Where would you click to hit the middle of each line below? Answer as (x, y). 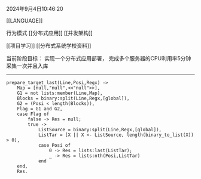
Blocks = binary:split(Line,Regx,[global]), (73, 98)
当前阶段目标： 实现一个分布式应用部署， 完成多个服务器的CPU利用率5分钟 (99, 58)
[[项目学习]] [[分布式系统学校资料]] (49, 46)
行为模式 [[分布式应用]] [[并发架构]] (49, 33)
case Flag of (33, 114)
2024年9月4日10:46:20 (35, 9)
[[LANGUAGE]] (25, 21)
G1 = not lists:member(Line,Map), (60, 93)
